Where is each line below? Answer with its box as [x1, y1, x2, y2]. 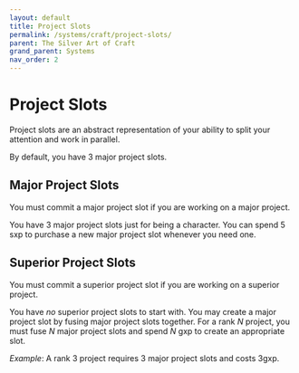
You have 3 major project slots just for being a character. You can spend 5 [9, 219, 285, 230]
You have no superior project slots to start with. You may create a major [9, 306, 276, 317]
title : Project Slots [9, 22, 92, 31]
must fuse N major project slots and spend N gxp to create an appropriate [9, 325, 285, 336]
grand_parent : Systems [9, 47, 95, 56]
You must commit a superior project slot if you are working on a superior [9, 279, 280, 290]
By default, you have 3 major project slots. [9, 151, 168, 162]
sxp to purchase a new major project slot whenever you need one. [9, 228, 256, 240]
